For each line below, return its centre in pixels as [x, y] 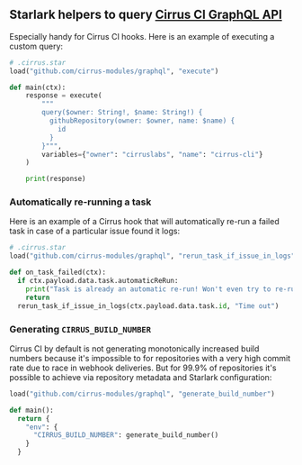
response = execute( [64, 96]
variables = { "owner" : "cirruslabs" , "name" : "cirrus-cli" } [152, 154]
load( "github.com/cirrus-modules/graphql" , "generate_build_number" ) [142, 394]
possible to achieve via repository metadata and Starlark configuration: [141, 377]
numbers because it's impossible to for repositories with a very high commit [150, 358]
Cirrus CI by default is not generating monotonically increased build [134, 348]
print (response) [56, 179]
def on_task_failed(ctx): [58, 273]
